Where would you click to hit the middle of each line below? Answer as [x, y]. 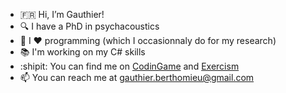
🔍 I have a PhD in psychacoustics [89, 26]
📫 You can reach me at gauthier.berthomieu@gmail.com [137, 77]
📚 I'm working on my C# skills [82, 52]
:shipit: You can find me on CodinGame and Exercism [129, 66]
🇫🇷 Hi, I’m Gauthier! [62, 14]
